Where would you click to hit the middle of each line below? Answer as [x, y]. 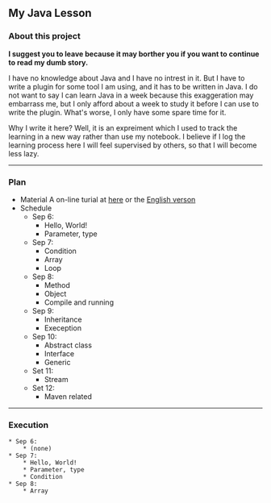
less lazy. [24, 153]
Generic [57, 362]
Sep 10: [44, 336]
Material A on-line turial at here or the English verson [108, 199]
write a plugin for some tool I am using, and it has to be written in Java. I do [133, 86]
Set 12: [43, 388]
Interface [59, 353]
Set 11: [43, 371]
